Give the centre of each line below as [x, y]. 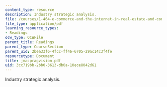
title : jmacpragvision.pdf [33, 61]
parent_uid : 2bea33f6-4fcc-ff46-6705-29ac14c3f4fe [59, 51]
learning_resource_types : [32, 28]
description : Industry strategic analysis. [51, 14]
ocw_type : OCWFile [24, 38]
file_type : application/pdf [34, 24]
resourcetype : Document [30, 56]
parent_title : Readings [30, 42]
